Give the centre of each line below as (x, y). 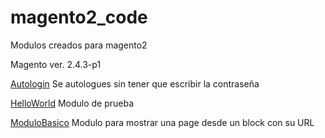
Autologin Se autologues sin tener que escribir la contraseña (135, 83)
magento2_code (79, 17)
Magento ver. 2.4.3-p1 (56, 64)
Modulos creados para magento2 (79, 45)
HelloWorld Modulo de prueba (72, 103)
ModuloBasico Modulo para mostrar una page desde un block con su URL (162, 122)
